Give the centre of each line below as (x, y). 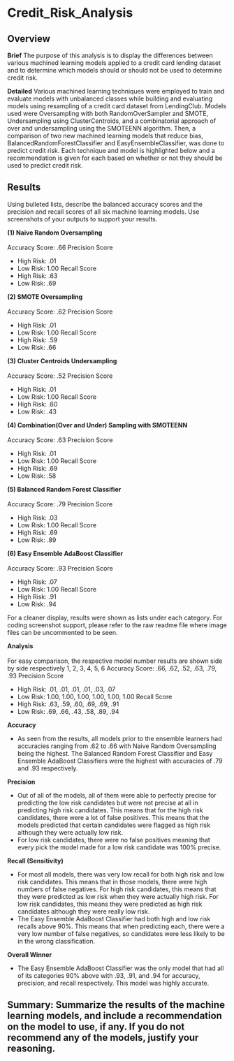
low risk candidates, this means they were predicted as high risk (110, 904)
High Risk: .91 (37, 597)
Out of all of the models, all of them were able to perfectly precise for (117, 795)
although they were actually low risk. (70, 832)
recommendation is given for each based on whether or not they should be (115, 158)
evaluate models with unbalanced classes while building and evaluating (110, 98)
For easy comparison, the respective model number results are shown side (115, 661)
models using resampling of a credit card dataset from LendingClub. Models (117, 106)
